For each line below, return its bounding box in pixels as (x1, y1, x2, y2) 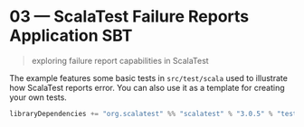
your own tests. (9, 92, 68, 103)
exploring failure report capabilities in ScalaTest (31, 55, 210, 66)
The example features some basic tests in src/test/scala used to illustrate (9, 72, 288, 83)
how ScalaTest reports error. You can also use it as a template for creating (9, 82, 285, 93)
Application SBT (9, 25, 133, 46)
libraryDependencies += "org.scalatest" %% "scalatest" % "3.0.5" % (9, 109, 273, 118)
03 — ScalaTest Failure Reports (9, 6, 250, 27)
